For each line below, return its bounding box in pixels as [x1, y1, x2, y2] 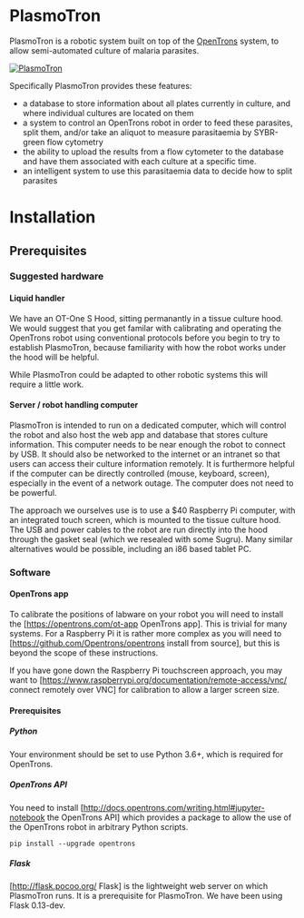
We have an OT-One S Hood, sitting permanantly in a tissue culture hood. [9, 312, 284, 323]
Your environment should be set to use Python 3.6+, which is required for [9, 748, 284, 759]
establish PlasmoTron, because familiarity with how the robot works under [9, 341, 287, 352]
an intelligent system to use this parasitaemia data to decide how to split [22, 165, 293, 176]
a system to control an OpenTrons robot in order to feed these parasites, [22, 117, 293, 128]
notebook [9, 812, 45, 823]
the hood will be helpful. [9, 351, 100, 362]
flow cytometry [46, 136, 104, 147]
